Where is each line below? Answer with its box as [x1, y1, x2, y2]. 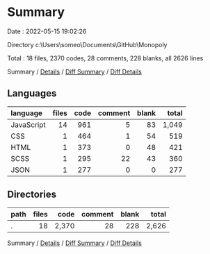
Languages [7, 87, 57, 99]
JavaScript [10, 119, 47, 129]
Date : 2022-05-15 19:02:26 [7, 27, 87, 35]
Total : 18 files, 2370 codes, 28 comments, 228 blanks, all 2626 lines [7, 53, 204, 62]
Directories [7, 189, 57, 201]
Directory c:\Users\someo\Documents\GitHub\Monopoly [7, 40, 168, 49]
